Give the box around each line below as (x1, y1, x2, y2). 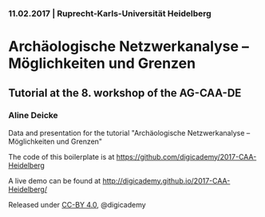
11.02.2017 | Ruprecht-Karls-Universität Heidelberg (8, 8, 212, 19)
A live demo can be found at (8, 176, 101, 185)
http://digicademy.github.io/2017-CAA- (102, 176, 231, 185)
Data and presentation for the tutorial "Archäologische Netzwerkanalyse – (8, 128, 251, 137)
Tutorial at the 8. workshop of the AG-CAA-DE (8, 86, 242, 100)
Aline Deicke (8, 110, 58, 121)
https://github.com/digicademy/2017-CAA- (116, 152, 257, 161)
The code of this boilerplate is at (8, 152, 115, 161)
